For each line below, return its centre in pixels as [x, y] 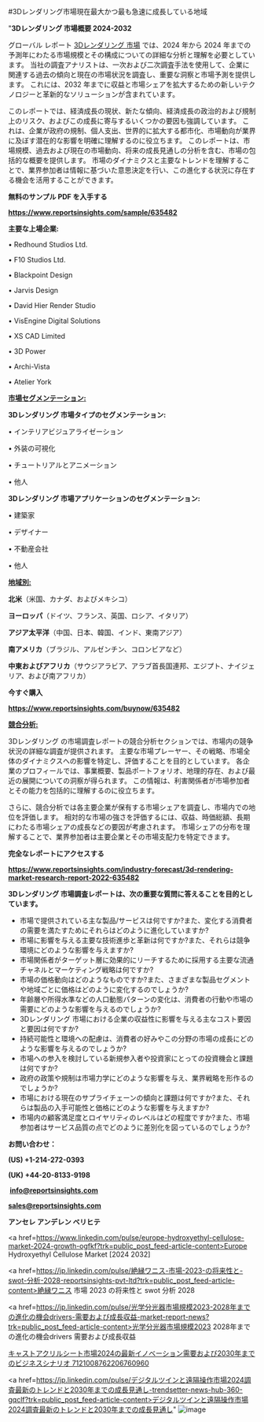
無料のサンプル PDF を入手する [58, 197]
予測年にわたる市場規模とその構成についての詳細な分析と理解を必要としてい [132, 55]
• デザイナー [28, 532]
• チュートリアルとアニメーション [63, 465]
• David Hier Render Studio [52, 305]
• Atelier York [30, 382]
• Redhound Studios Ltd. [48, 244]
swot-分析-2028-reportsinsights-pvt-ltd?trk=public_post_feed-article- [122, 1280]
